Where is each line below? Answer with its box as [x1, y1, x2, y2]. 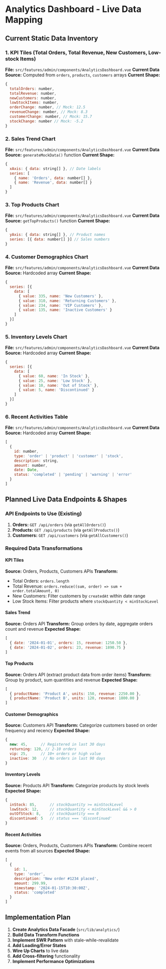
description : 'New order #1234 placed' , [14, 876, 99, 881]
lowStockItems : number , [9, 100, 59, 105]
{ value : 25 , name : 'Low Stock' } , [18, 378, 92, 383]
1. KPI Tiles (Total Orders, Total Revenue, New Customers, [5, 49, 148, 56]
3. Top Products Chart [5, 201, 60, 208]
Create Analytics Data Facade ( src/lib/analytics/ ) [12, 926, 120, 933]
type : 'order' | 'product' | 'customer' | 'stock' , [14, 453, 123, 458]
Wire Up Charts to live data [12, 948, 69, 954]
